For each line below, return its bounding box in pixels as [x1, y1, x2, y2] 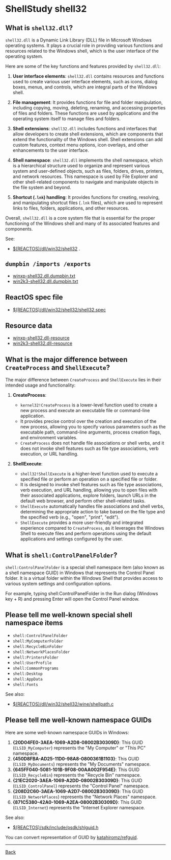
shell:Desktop [12, 671, 43, 676]
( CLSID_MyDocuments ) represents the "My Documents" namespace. [12, 761, 151, 767]
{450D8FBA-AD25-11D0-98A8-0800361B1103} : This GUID [12, 755, 139, 762]
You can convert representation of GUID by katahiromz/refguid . [5, 834, 138, 840]
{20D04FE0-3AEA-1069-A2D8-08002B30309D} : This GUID [12, 739, 144, 745]
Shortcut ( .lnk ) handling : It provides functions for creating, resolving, [12, 194, 160, 200]
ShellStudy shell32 [5, 3, 87, 15]
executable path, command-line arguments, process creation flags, [20, 429, 161, 435]
